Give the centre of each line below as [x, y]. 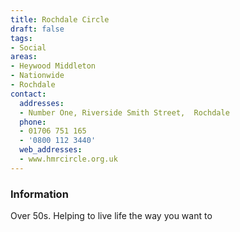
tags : [21, 38]
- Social [28, 47]
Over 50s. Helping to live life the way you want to [111, 216]
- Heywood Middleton [53, 66]
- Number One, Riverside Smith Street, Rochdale [124, 112]
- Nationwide [37, 76]
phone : [33, 122]
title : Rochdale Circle [60, 19]
